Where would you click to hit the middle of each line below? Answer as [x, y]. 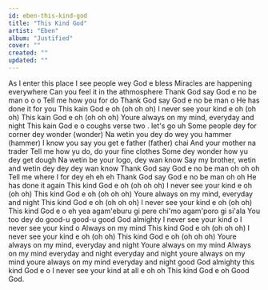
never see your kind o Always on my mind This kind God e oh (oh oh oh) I [129, 228]
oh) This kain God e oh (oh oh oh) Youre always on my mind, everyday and [131, 117]
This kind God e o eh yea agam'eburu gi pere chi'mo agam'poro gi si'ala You [134, 211]
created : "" [28, 53]
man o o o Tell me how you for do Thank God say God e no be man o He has [134, 100]
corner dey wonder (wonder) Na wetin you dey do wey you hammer [120, 134]
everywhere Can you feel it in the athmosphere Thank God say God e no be [133, 91]
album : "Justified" [41, 38]
